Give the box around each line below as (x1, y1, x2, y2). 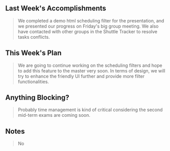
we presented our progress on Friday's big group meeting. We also (17, 23, 159, 29)
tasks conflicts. (17, 34, 50, 40)
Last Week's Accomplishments (5, 4, 106, 13)
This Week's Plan (5, 48, 62, 58)
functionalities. (17, 79, 50, 85)
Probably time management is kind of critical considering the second (17, 107, 163, 113)
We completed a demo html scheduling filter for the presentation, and (17, 17, 164, 23)
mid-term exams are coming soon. (17, 112, 91, 118)
